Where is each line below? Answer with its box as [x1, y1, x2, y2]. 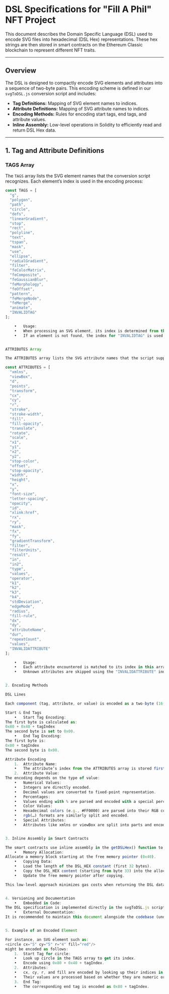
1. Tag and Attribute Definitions [5, 146, 105, 155]
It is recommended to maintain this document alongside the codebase [5, 914, 154, 920]
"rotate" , [10, 430, 30, 436]
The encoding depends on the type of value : [5, 776, 100, 781]
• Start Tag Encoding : [14, 715, 66, 720]
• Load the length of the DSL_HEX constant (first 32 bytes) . [14, 864, 152, 869]
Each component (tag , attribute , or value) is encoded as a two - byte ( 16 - [5, 701, 165, 706]
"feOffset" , [10, 286, 35, 291]
